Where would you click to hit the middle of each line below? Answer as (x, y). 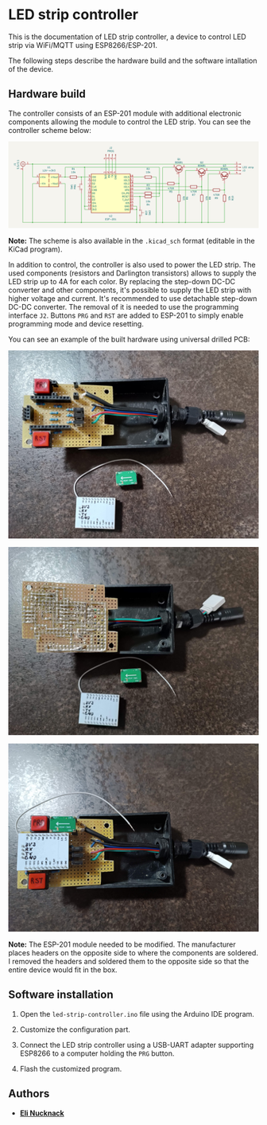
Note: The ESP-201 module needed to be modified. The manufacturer (122, 944)
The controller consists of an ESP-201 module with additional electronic (125, 113)
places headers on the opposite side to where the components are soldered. (133, 952)
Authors (29, 1094)
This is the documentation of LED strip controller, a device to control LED (127, 37)
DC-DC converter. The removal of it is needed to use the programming (124, 307)
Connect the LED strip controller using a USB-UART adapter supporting (137, 1045)
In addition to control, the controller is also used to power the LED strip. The (132, 264)
